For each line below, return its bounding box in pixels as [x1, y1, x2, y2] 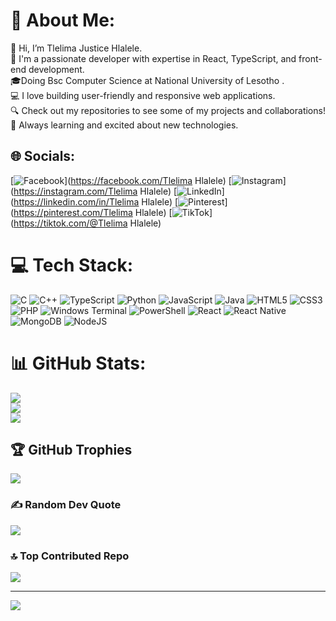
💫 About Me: [10, 9, 116, 32]
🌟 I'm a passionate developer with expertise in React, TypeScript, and [10, 52, 297, 64]
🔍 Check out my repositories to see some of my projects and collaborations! [10, 104, 326, 116]
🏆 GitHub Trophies [10, 442, 133, 459]
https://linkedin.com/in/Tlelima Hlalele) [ [13, 195, 179, 208]
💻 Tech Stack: [10, 254, 134, 276]
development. [28, 63, 85, 75]
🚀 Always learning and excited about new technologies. [10, 119, 239, 131]
